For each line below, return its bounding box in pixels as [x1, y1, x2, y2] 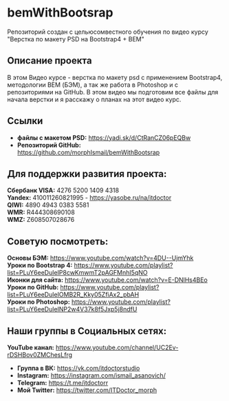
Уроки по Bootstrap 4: [7, 261, 73, 269]
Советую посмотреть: [7, 236, 109, 247]
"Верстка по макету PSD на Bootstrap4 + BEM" [7, 34, 144, 43]
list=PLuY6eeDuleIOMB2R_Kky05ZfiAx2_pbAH [7, 291, 140, 299]
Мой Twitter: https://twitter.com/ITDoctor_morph [17, 386, 157, 394]
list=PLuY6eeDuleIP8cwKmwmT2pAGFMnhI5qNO [7, 269, 148, 277]
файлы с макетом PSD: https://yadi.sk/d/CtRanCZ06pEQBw [17, 133, 191, 142]
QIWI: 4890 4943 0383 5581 [7, 201, 89, 209]
